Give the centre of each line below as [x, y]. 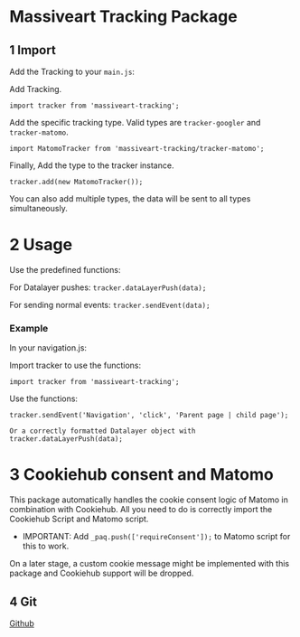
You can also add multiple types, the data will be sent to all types [130, 199]
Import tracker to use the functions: [75, 365]
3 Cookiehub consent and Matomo [141, 475]
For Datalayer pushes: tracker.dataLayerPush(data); [108, 287]
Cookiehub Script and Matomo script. [79, 519]
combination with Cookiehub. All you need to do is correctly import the [141, 510]
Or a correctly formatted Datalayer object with [103, 431]
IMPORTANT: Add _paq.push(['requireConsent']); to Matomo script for [156, 537]
